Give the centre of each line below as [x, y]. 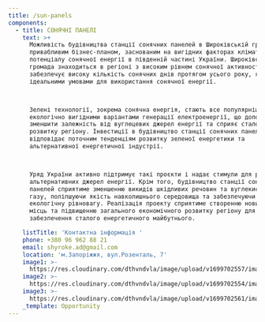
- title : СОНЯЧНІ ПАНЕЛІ [56, 30]
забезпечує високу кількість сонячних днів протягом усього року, [140, 74]
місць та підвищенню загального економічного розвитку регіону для [142, 211]
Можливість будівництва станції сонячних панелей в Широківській [138, 45]
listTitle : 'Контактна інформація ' [83, 233]
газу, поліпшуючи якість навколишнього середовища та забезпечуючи [142, 197]
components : [28, 23]
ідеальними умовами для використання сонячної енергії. [123, 81]
